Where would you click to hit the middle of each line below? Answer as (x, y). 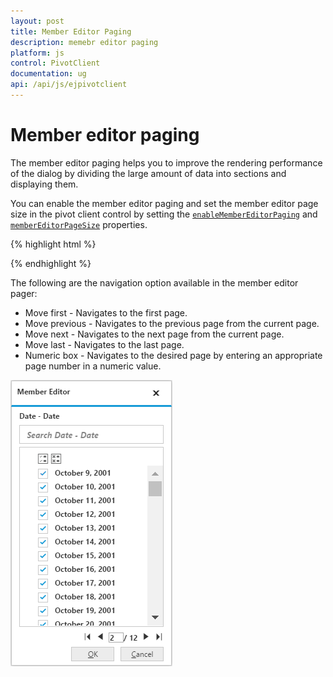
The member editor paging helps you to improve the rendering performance (166, 162)
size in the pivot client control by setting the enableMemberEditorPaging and (164, 214)
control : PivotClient (55, 63)
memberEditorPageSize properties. (79, 224)
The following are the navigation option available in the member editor (154, 282)
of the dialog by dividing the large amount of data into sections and (148, 173)
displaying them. (44, 184)
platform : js (37, 53)
